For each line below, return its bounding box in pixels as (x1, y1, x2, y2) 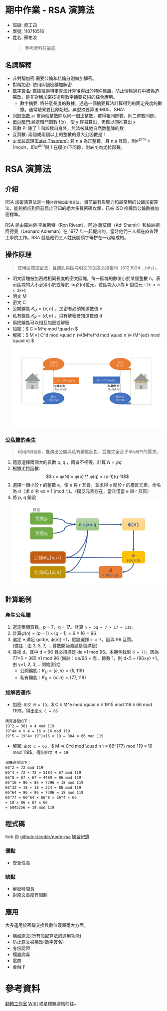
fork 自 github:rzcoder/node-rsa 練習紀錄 (5, 834, 90, 840)
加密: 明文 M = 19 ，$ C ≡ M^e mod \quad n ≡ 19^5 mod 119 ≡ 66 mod (12, 701, 152, 707)
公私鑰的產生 (5, 436, 36, 443)
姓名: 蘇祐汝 (12, 34, 37, 40)
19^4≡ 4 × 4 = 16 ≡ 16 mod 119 (5, 728, 70, 733)
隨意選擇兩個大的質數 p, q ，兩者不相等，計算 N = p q (12, 459, 122, 465)
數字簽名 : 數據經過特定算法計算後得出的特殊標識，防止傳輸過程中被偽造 (12, 88, 160, 94)
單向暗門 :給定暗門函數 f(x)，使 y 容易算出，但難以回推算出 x (12, 119, 136, 125)
